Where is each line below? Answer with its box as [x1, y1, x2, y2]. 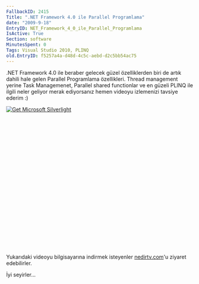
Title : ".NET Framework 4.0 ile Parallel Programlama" [6, 14, 145, 20]
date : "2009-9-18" [6, 20, 52, 25]
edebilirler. [6, 259, 33, 267]
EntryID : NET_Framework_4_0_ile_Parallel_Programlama [6, 25, 143, 31]
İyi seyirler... [6, 271, 36, 278]
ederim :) [6, 94, 29, 101]
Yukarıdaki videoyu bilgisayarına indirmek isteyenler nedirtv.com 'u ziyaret [6, 253, 187, 260]
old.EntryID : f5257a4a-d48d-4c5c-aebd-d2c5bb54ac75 [6, 53, 137, 59]
